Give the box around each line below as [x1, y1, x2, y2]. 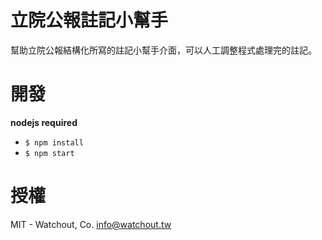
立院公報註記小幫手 [10, 9, 169, 32]
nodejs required [10, 116, 78, 128]
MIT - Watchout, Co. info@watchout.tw [10, 218, 172, 230]
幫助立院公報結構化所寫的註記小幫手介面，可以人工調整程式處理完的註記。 [10, 44, 317, 56]
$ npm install [24, 137, 84, 148]
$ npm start [24, 148, 75, 158]
